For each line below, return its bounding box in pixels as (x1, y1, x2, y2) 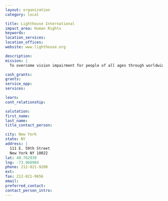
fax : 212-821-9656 (5, 174, 43, 179)
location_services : (5, 35, 46, 40)
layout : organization (5, 7, 50, 13)
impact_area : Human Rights (5, 26, 61, 31)
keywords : (5, 31, 26, 36)
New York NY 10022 (9, 150, 48, 156)
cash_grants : (5, 72, 32, 77)
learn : (5, 95, 19, 100)
